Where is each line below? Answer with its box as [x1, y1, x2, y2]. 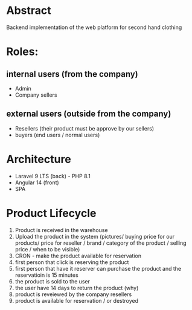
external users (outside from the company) [6, 109, 171, 119]
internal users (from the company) [6, 69, 138, 79]
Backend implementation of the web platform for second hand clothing [6, 24, 182, 31]
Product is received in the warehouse [14, 226, 108, 233]
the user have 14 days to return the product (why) [14, 284, 139, 291]
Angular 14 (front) [14, 179, 59, 186]
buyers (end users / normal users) [14, 131, 100, 138]
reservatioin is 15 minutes [14, 271, 78, 279]
